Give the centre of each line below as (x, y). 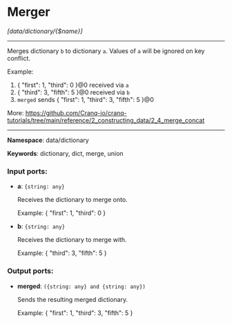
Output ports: (30, 271)
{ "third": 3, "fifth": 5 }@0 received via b (73, 92)
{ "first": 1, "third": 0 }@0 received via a (73, 85)
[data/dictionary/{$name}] (45, 31)
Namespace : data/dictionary (48, 140)
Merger (29, 12)
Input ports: (27, 171)
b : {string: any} (41, 226)
